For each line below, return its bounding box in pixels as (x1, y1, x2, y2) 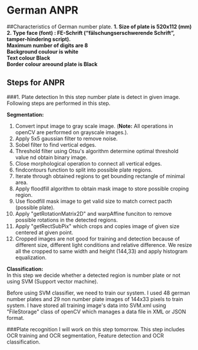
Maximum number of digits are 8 (6, 42, 88, 49)
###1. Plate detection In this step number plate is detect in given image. (6, 93, 180, 100)
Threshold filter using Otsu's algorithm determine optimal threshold (15, 147, 179, 154)
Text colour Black (6, 54, 51, 61)
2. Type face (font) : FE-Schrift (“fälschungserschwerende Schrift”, (6, 29, 175, 36)
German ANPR (6, 4, 78, 17)
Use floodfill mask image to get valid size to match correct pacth (15, 197, 173, 204)
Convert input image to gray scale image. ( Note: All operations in (15, 122, 173, 130)
